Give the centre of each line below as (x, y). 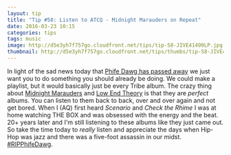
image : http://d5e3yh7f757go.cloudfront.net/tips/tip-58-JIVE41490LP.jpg (115, 45)
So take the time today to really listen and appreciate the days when (103, 129)
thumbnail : (23, 52)
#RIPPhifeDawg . (30, 144)
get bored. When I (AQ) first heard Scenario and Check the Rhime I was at (112, 108)
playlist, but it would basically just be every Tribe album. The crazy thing (109, 86)
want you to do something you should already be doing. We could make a (111, 78)
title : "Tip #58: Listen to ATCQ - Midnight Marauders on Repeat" (104, 20)
